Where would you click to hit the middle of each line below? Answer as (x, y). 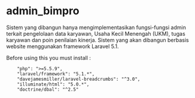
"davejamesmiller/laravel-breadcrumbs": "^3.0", (79, 79)
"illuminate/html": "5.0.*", (53, 84)
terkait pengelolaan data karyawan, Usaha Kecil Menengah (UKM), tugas (96, 33)
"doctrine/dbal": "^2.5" (48, 89)
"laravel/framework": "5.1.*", (56, 74)
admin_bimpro (43, 11)
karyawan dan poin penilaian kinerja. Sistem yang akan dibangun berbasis (98, 40)
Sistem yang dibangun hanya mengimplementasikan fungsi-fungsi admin (96, 27)
